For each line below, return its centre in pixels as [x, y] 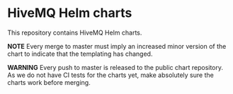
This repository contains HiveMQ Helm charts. [75, 33]
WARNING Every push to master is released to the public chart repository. [115, 67]
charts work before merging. [49, 82]
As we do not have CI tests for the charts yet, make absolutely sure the [110, 75]
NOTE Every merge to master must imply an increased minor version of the [117, 46]
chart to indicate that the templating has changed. [80, 54]
